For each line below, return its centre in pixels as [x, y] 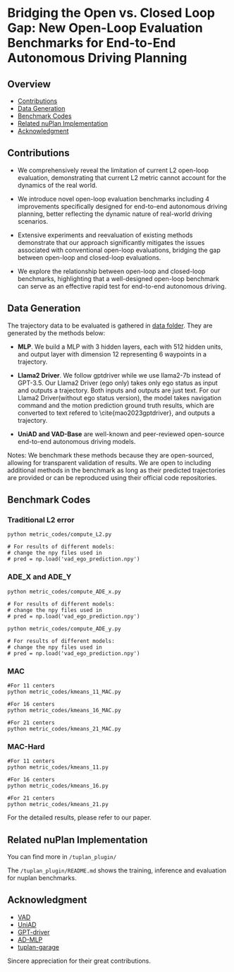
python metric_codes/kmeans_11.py [58, 767]
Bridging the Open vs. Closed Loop [111, 13]
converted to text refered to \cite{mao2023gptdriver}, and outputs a [116, 413]
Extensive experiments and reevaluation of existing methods [105, 235]
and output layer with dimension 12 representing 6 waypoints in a [112, 354]
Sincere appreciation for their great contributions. [79, 961]
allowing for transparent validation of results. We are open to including [109, 462]
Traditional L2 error [41, 520]
